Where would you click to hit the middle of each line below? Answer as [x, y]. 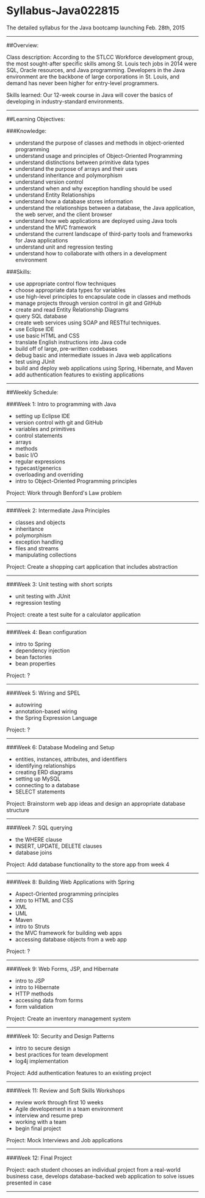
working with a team [41, 1121]
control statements [39, 435]
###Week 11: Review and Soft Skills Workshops [66, 1090]
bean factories [33, 657]
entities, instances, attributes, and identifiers [71, 759]
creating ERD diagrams [44, 772]
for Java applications [41, 240]
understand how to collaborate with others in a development [91, 253]
